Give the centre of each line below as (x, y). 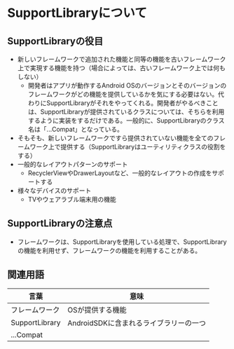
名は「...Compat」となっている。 (76, 129)
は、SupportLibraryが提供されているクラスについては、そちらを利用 (126, 112)
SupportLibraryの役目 (55, 41)
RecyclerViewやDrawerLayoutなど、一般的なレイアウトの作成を (120, 173)
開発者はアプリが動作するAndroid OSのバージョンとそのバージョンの (127, 85)
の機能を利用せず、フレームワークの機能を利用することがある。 (109, 250)
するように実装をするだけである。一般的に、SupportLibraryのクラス (126, 121)
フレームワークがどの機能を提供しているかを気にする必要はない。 (123, 94)
